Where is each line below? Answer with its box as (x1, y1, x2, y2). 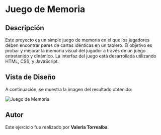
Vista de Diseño (5, 73, 56, 82)
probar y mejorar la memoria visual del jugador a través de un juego (5, 48, 146, 53)
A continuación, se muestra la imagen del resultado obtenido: (5, 86, 132, 92)
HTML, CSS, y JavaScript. (5, 58, 59, 64)
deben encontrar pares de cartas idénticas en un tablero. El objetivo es (5, 42, 152, 48)
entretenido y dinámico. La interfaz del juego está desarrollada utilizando (5, 53, 156, 59)
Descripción (5, 24, 44, 32)
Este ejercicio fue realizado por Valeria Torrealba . (5, 124, 109, 130)
